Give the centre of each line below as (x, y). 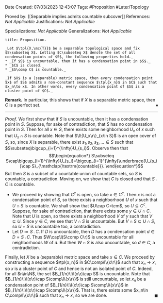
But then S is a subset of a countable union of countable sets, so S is (74, 174)
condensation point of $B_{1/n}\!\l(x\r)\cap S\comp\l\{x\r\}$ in (67, 285)
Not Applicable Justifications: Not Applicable (50, 22)
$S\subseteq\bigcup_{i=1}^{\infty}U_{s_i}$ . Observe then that (66, 148)
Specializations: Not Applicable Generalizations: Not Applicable (68, 31)
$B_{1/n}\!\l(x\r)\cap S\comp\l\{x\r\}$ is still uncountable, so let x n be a (76, 279)
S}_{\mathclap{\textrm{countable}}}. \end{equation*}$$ (87, 166)
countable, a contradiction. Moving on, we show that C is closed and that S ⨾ (81, 179)
